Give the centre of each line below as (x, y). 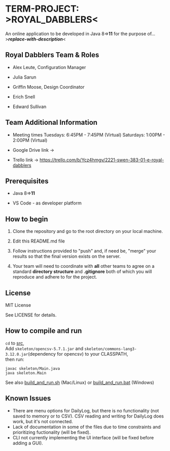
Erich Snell (24, 96)
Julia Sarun (24, 77)
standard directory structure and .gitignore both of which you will (82, 271)
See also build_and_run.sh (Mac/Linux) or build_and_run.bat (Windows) (80, 382)
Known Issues (28, 398)
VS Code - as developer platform (47, 203)
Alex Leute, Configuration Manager (49, 67)
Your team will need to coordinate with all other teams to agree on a (83, 266)
